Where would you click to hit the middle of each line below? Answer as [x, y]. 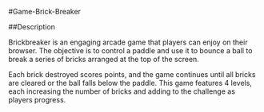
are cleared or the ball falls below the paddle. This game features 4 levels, [130, 83]
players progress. [37, 100]
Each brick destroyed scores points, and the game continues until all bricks [132, 74]
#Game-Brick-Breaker [45, 12]
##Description [32, 27]
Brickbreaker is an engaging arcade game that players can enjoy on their [128, 42]
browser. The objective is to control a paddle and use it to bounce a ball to [130, 50]
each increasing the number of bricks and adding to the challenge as [122, 91]
